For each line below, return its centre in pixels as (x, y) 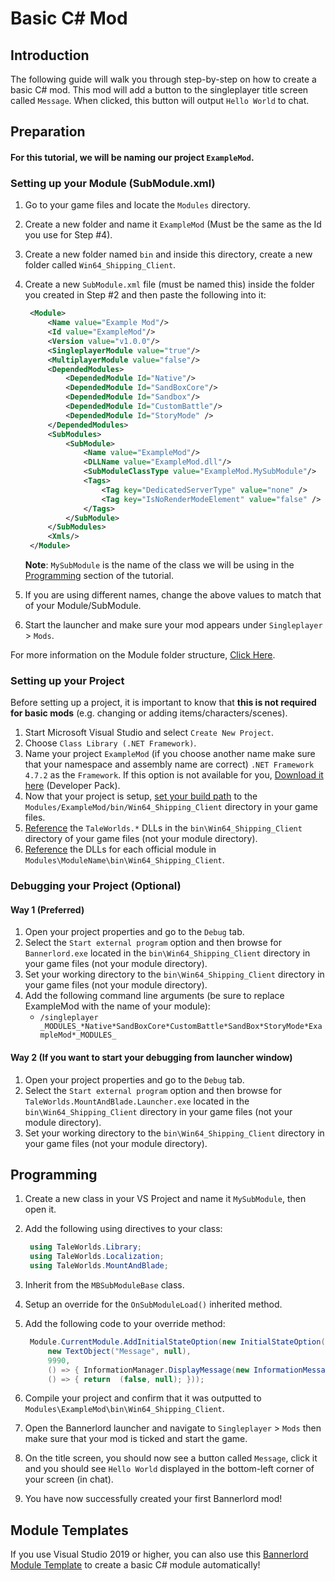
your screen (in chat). (69, 1479)
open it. (40, 1209)
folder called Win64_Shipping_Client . (100, 265)
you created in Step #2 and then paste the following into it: (145, 295)
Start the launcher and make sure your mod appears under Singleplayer (173, 625)
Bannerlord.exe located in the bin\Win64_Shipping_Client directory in (167, 953)
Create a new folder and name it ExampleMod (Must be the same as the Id (173, 224)
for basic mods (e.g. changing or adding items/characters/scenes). (149, 713)
